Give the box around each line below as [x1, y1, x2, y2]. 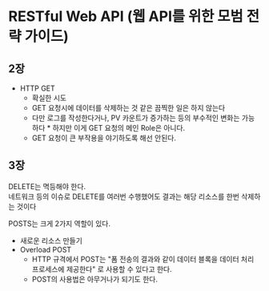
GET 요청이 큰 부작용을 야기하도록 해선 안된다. [31, 133, 176, 143]
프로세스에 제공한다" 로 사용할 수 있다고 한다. [31, 264, 172, 273]
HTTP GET [19, 83, 56, 93]
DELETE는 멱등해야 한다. [8, 181, 86, 191]
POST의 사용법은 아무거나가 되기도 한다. [31, 274, 159, 284]
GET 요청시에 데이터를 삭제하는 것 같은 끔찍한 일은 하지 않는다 [31, 103, 226, 112]
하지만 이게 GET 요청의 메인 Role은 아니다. [52, 123, 186, 132]
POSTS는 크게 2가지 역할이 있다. [8, 218, 110, 228]
